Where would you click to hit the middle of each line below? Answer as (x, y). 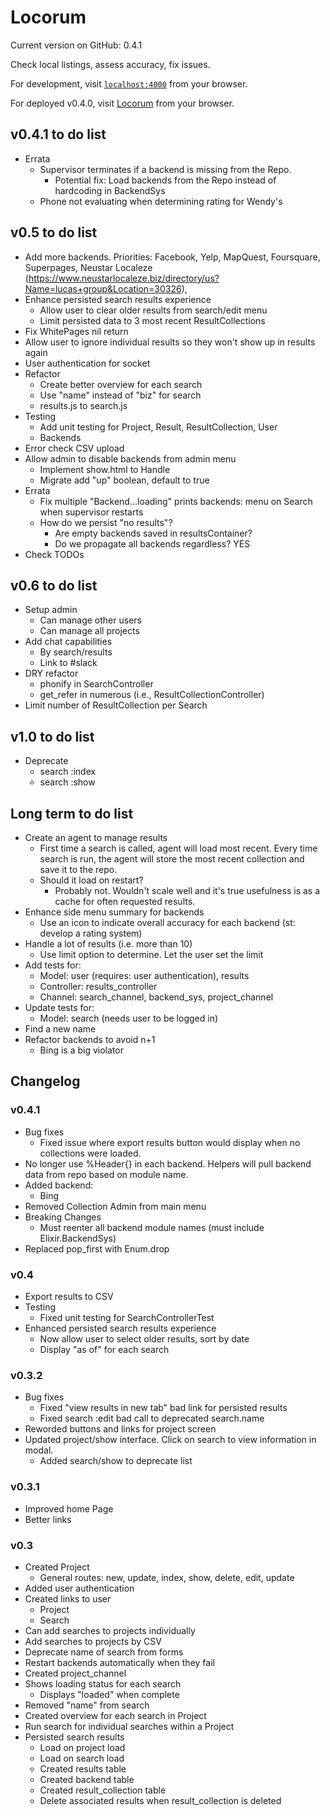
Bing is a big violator (81, 1050)
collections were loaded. (90, 1153)
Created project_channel (75, 1673)
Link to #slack (68, 663)
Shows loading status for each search (103, 1683)
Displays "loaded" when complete (109, 1694)
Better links (48, 1519)
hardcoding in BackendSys (110, 190)
